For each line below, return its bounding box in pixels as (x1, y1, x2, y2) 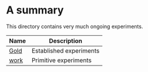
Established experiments (31, 46, 100, 54)
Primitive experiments (31, 56, 92, 64)
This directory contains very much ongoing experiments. (6, 23, 143, 30)
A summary (6, 4, 64, 17)
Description (49, 36, 83, 44)
